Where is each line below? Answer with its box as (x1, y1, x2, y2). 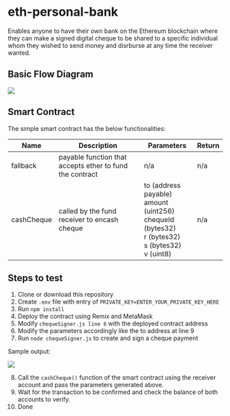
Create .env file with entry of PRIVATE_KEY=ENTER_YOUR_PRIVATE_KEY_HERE (17, 297, 220, 306)
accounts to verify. (17, 395, 71, 404)
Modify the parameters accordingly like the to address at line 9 (17, 327, 195, 335)
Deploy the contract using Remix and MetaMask (17, 313, 153, 321)
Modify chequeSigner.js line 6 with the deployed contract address (17, 319, 208, 328)
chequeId (143, 215, 175, 224)
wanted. (8, 49, 31, 57)
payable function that (58, 152, 127, 162)
